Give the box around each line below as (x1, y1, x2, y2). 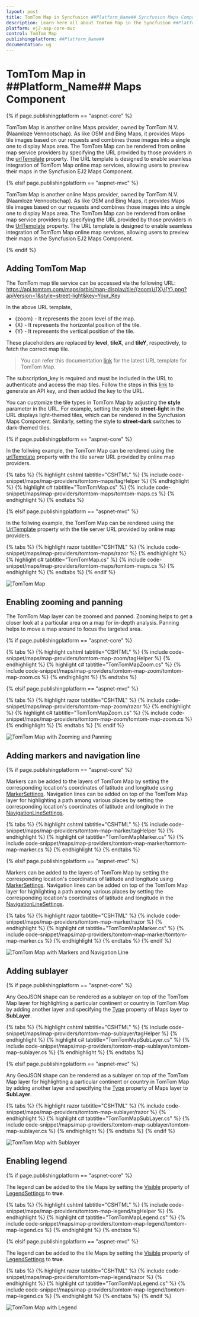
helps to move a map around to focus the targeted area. (6, 625, 142, 632)
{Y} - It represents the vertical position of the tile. (14, 327, 135, 335)
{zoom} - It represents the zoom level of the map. (14, 315, 136, 322)
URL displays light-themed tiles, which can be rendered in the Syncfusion (6, 411, 185, 418)
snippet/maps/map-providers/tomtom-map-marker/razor (6, 918, 145, 925)
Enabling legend (6, 1156, 68, 1166)
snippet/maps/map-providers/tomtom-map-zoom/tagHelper (6, 655, 153, 662)
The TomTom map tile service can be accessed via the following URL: (6, 279, 176, 287)
